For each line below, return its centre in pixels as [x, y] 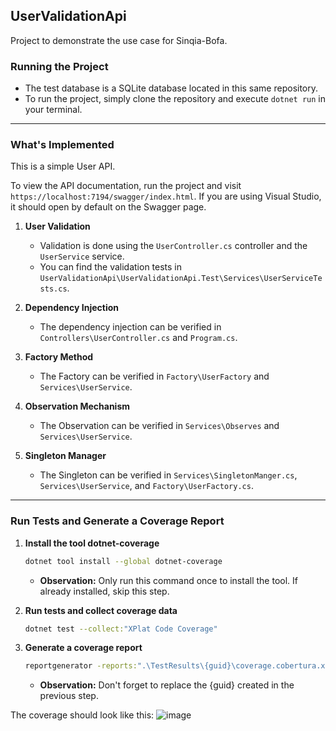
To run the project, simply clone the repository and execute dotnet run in [175, 99]
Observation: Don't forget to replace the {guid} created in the [167, 685]
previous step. [69, 696]
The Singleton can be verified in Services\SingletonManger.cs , [168, 475]
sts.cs [53, 289]
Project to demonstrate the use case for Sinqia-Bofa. [119, 40]
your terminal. [53, 110]
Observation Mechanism [77, 406]
